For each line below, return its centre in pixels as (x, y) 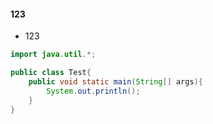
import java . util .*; (53, 55)
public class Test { (51, 73)
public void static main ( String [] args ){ (115, 81)
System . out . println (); (93, 91)
